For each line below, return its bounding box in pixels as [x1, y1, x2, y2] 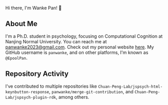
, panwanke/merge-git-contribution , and [49, 88, 134, 94]
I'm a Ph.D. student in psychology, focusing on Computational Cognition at [5, 33, 163, 39]
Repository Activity [5, 69, 69, 78]
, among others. [55, 94, 89, 100]
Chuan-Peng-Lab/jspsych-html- [98, 84, 163, 89]
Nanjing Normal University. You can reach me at [5, 38, 107, 44]
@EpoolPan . [5, 55, 28, 61]
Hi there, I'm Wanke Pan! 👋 [5, 5, 62, 11]
